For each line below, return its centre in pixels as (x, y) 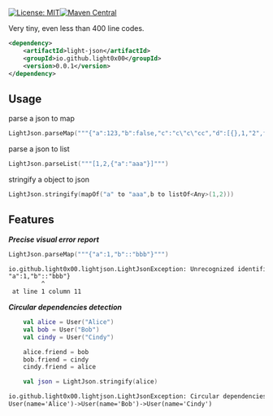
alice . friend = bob (56, 352)
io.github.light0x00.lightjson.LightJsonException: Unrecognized (121, 269)
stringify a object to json (49, 179)
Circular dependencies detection (65, 307)
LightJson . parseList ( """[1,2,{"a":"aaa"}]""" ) (89, 164)
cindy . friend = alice (59, 367)
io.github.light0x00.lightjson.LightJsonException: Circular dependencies (138, 396)
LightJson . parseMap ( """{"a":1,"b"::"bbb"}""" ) (89, 254)
